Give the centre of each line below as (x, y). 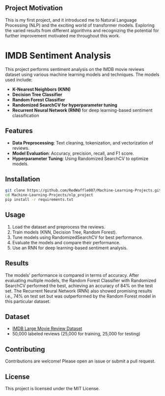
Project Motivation (34, 8)
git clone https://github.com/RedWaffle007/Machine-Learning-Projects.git (83, 191)
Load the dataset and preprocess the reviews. (59, 227)
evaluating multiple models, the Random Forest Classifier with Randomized (81, 280)
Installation (23, 179)
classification (26, 115)
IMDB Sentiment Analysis (58, 56)
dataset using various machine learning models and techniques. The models (82, 74)
